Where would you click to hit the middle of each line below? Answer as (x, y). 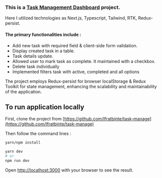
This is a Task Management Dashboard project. (63, 7)
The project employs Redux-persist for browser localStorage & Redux (76, 81)
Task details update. (32, 56)
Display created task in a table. (44, 51)
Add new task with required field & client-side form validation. (75, 45)
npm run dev (17, 161)
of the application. (23, 91)
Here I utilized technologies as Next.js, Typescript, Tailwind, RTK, (71, 18)
